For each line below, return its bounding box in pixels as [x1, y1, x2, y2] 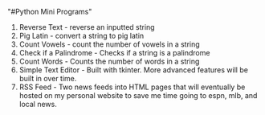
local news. [18, 100, 57, 109]
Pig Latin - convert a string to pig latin [18, 31, 145, 40]
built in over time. [18, 74, 77, 83]
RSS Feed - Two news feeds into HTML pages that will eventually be [18, 82, 246, 92]
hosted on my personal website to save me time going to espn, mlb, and [18, 91, 258, 100]
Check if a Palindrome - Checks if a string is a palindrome [18, 48, 210, 57]
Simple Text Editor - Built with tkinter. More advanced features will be [18, 65, 248, 75]
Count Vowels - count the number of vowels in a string [18, 39, 200, 49]
